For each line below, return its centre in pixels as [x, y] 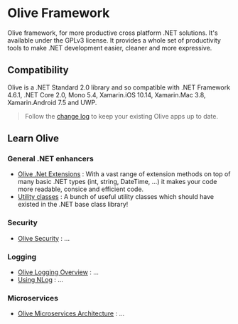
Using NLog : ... [40, 280]
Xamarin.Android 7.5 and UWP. [52, 102]
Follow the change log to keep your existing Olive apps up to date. [121, 116]
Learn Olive [33, 139]
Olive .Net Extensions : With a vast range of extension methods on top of [124, 174]
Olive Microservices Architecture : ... [71, 313]
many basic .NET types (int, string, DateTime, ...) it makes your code [117, 182]
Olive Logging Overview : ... [58, 272]
